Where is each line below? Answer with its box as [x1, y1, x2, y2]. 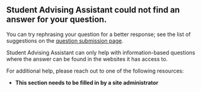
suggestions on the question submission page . [6, 37, 124, 44]
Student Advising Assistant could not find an [6, 5, 180, 15]
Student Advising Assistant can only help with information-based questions [6, 49, 196, 56]
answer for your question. [6, 15, 107, 25]
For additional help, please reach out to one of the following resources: [6, 67, 184, 74]
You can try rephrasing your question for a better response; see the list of [6, 30, 191, 38]
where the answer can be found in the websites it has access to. [6, 55, 168, 63]
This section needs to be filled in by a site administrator [15, 79, 158, 86]
